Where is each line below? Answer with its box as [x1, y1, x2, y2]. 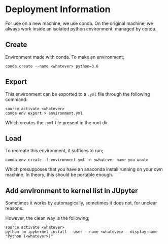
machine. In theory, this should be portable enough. [5, 171, 113, 178]
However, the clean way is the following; [5, 215, 90, 221]
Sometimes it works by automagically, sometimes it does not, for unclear [5, 200, 157, 206]
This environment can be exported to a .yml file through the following [5, 91, 150, 97]
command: [5, 96, 28, 102]
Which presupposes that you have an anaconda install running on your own [5, 166, 163, 172]
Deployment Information [5, 4, 111, 15]
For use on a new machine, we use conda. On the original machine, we [5, 20, 153, 26]
